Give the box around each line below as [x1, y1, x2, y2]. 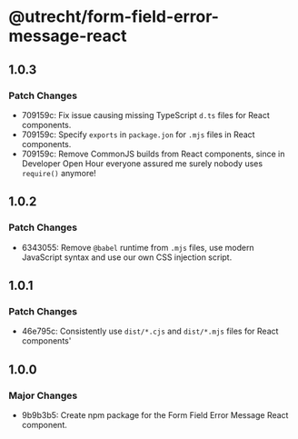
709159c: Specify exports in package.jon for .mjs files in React [21, 129, 255, 140]
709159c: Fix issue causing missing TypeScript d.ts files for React [21, 109, 270, 120]
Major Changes [8, 389, 78, 402]
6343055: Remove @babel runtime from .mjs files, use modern [21, 242, 255, 253]
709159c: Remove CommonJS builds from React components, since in [21, 148, 285, 159]
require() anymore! [21, 167, 96, 178]
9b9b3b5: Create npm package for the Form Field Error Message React [21, 409, 289, 420]
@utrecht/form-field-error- [8, 6, 220, 27]
